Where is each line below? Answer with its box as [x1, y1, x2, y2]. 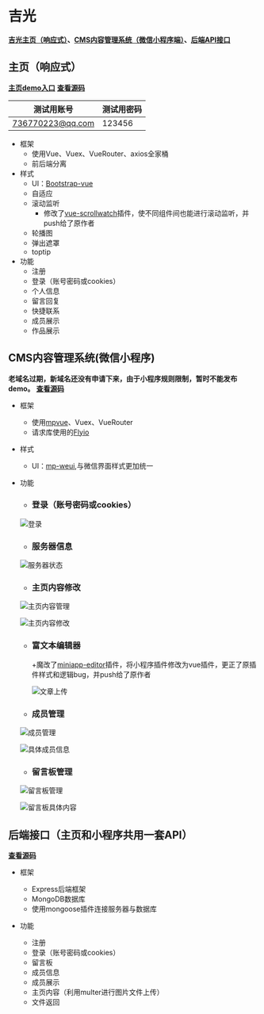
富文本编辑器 [31, 640, 81, 651]
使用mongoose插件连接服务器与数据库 [31, 905, 157, 914]
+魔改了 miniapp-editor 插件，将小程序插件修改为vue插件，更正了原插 [31, 660, 257, 669]
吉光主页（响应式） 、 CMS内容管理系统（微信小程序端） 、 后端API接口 [8, 35, 231, 44]
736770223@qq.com [12, 117, 95, 128]
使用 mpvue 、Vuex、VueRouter [31, 417, 133, 427]
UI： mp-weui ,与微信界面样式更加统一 [31, 461, 154, 470]
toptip [31, 247, 52, 256]
